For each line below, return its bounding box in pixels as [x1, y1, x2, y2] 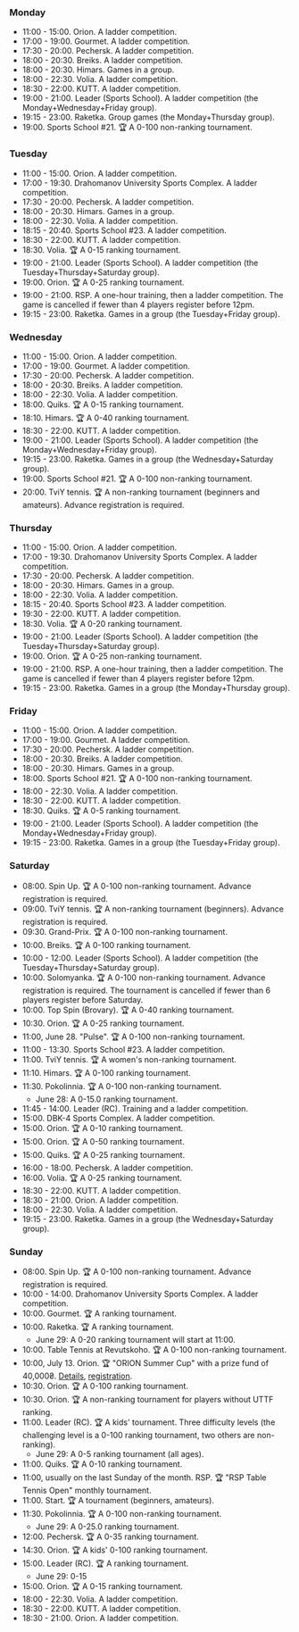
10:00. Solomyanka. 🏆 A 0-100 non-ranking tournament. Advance [21, 971, 266, 983]
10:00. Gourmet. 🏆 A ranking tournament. [21, 1308, 177, 1319]
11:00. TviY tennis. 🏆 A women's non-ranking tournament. [21, 1053, 237, 1064]
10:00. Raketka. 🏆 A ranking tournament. [21, 1321, 174, 1332]
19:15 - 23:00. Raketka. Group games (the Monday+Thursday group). [21, 112, 275, 122]
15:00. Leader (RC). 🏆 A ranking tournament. [21, 1558, 189, 1569]
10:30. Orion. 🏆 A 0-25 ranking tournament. [21, 1018, 185, 1028]
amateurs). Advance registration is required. [21, 499, 185, 510]
